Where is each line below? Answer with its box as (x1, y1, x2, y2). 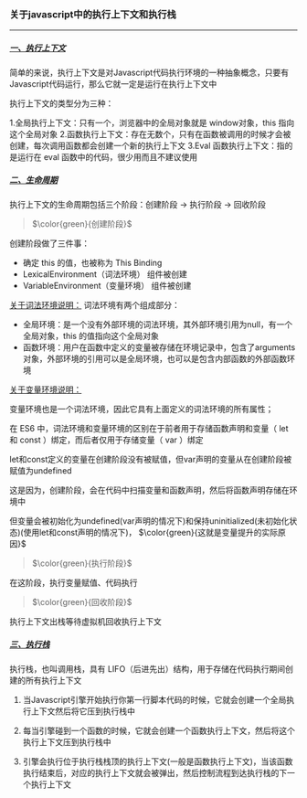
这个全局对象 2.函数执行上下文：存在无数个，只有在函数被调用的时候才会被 (9, 129, 291, 140)
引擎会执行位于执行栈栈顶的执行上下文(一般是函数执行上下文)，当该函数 (22, 756, 294, 767)
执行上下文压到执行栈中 (22, 737, 111, 748)
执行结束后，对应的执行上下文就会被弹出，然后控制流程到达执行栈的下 (22, 768, 288, 779)
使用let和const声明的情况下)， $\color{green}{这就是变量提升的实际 (23, 527, 279, 538)
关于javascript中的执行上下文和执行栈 (9, 7, 176, 20)
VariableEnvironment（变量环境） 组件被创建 (22, 281, 192, 292)
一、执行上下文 (9, 42, 66, 53)
